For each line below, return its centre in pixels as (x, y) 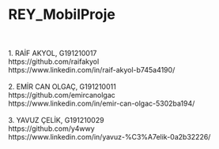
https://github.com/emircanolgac (62, 95)
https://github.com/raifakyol (54, 61)
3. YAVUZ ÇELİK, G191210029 (56, 120)
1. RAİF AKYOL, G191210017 (53, 53)
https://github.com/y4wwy (51, 129)
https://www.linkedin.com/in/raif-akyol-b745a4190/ (92, 69)
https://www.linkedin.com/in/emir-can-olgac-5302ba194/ (102, 103)
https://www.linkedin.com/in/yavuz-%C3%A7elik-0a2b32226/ (109, 136)
